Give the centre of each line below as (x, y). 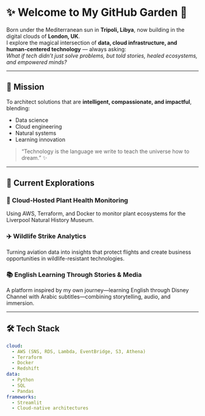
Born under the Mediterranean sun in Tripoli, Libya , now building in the (95, 29)
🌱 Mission (25, 87)
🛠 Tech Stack (33, 329)
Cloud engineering (38, 126)
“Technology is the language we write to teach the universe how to (105, 151)
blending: (18, 108)
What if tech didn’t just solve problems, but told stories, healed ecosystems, (102, 56)
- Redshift (26, 368)
